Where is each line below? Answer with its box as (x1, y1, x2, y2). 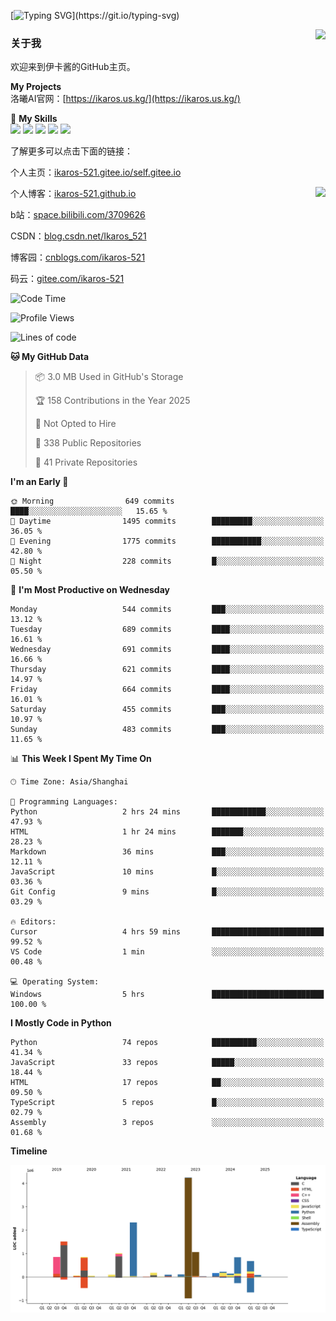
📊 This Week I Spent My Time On (10, 753, 152, 765)
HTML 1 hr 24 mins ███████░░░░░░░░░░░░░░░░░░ (10, 827, 325, 837)
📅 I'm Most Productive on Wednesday (10, 584, 170, 596)
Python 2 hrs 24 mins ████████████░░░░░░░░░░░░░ (10, 807, 325, 817)
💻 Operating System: (10, 977, 100, 987)
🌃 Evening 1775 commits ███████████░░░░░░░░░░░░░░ (10, 536, 325, 547)
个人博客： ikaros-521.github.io (10, 188, 137, 200)
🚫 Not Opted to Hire (34, 418, 117, 430)
